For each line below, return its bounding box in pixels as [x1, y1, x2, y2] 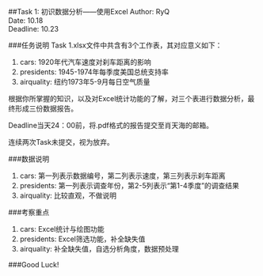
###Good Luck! [8, 260, 59, 269]
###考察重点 [8, 208, 50, 217]
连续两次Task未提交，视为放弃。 [8, 138, 114, 146]
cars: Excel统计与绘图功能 [19, 225, 105, 233]
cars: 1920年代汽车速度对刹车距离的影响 [19, 58, 152, 66]
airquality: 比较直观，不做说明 [19, 191, 117, 200]
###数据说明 [8, 154, 50, 164]
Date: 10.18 [8, 16, 44, 25]
